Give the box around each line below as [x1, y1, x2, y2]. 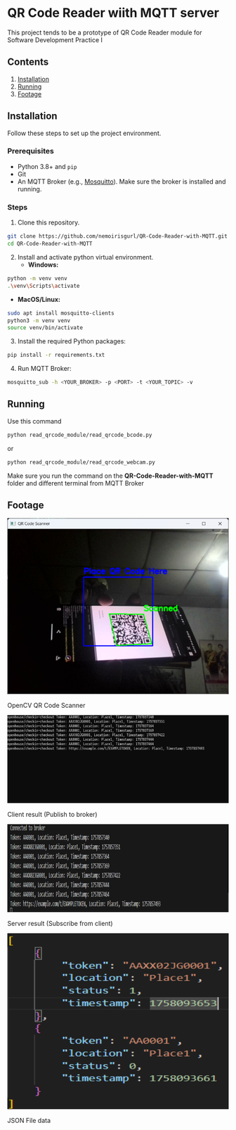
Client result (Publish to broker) [7, 811, 98, 819]
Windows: [27, 260, 59, 269]
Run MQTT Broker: [17, 364, 72, 373]
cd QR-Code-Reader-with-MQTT [7, 241, 93, 248]
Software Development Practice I [7, 35, 103, 44]
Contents [7, 56, 49, 68]
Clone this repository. [17, 218, 80, 227]
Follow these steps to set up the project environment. [7, 129, 162, 137]
